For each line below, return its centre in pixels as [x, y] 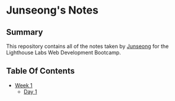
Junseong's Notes [52, 10]
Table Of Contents [41, 71]
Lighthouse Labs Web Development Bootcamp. [64, 53]
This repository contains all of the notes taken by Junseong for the [87, 46]
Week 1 [23, 85]
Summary [25, 32]
